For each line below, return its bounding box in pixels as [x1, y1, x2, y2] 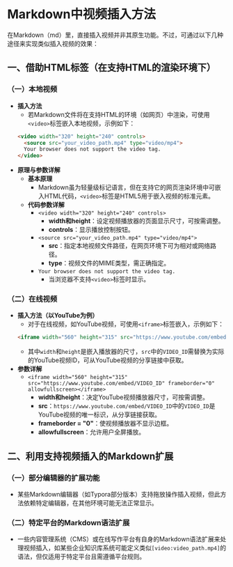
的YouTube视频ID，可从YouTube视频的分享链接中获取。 [27, 356, 188, 364]
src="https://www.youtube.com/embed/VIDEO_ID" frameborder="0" [27, 380, 216, 387]
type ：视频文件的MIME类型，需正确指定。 [48, 259, 170, 267]
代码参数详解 [27, 201, 65, 209]
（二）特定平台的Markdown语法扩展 [7, 518, 130, 527]
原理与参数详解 [17, 166, 61, 174]
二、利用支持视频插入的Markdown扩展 [7, 450, 174, 462]
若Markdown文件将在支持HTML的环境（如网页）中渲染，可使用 [27, 110, 210, 118]
